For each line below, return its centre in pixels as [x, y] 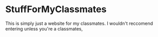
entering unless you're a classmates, [44, 28]
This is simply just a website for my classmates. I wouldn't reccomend [79, 23]
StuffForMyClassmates [56, 9]
